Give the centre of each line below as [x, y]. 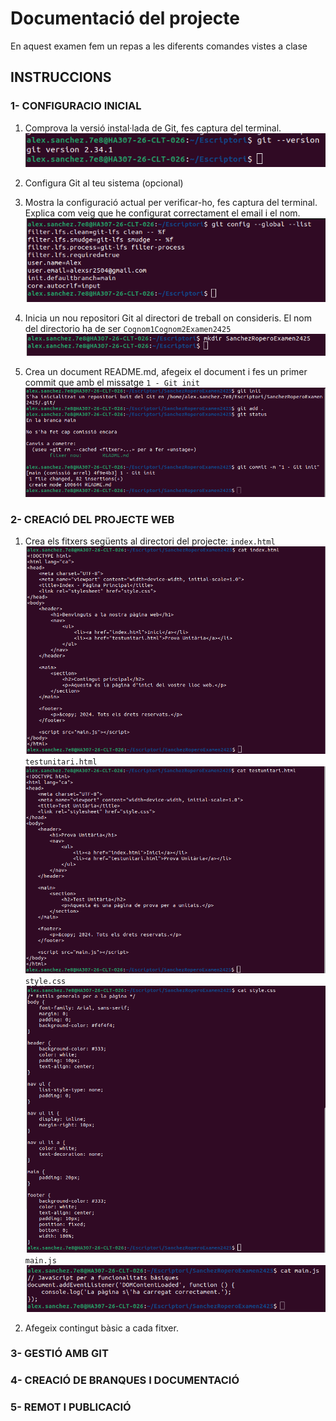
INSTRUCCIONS [61, 77]
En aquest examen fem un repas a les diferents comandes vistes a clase [159, 46]
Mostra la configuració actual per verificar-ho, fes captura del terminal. [171, 203]
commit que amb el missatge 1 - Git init [112, 382]
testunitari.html [61, 762]
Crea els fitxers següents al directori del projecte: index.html [150, 541]
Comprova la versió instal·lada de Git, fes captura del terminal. [153, 128]
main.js [40, 1261]
